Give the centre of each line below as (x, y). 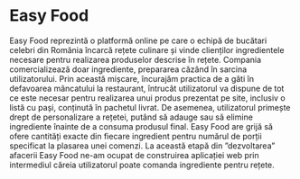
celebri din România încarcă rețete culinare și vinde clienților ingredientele (147, 49)
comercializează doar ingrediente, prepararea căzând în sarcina (128, 69)
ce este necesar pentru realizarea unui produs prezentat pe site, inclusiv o (148, 98)
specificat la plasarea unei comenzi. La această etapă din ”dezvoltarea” (142, 146)
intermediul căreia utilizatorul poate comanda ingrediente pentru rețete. (142, 165)
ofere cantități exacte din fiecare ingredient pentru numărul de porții (136, 136)
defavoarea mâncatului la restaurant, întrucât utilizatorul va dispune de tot (147, 88)
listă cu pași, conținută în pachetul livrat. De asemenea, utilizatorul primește (150, 107)
